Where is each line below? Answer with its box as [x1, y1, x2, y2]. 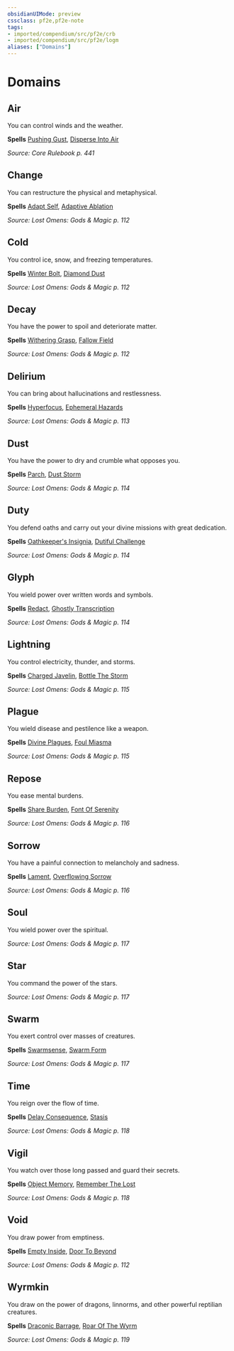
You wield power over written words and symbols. [7, 590, 154, 599]
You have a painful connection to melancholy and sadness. [7, 858, 179, 867]
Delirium [7, 370, 46, 383]
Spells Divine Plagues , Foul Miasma [7, 738, 112, 747]
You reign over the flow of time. [7, 1099, 99, 1108]
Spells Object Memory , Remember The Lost [7, 1180, 136, 1188]
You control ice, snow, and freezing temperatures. [7, 255, 153, 264]
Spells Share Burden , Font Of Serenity [7, 805, 119, 814]
